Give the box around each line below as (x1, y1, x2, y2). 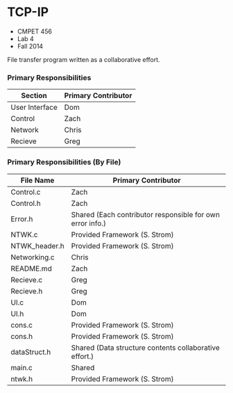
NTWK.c (10, 230, 38, 239)
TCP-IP (7, 4, 49, 20)
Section (21, 91, 47, 101)
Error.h (10, 214, 33, 223)
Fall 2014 (17, 42, 44, 50)
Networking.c (10, 252, 55, 262)
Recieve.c (10, 275, 43, 284)
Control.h (10, 198, 41, 208)
